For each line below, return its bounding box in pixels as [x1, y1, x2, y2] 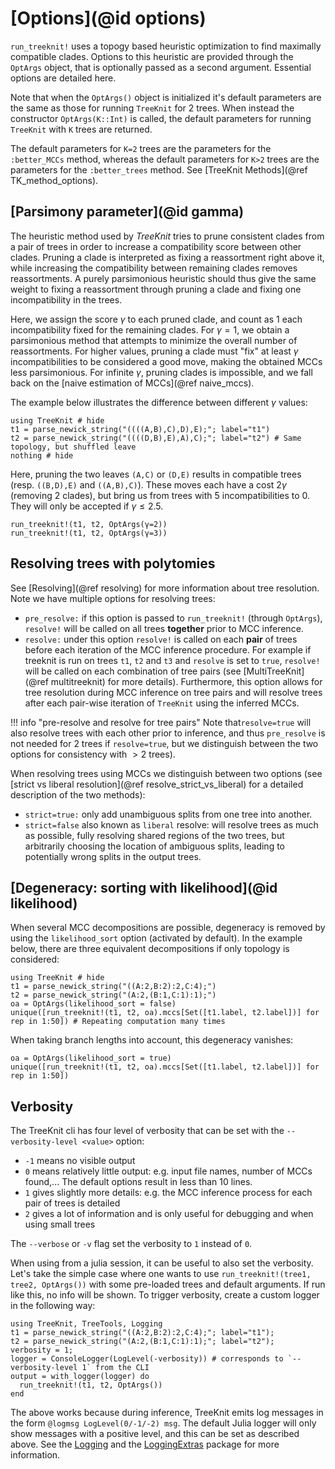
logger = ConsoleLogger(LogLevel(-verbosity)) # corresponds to [10, 1354, 284, 1364]
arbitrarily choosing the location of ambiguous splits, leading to [24, 840, 285, 852]
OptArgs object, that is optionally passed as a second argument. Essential [10, 61, 312, 73]
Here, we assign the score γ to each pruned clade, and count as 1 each [10, 313, 303, 325]
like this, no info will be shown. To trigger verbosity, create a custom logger [10, 1289, 320, 1301]
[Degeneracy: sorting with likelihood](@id [10, 879, 278, 896]
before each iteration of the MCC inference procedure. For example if [24, 643, 312, 656]
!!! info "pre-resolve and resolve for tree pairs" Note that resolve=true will [10, 716, 312, 728]
